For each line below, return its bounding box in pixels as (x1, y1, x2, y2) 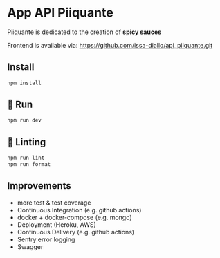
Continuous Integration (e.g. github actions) (17, 205, 142, 214)
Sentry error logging (17, 235, 75, 243)
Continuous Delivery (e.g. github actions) (17, 228, 135, 236)
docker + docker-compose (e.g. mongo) (17, 213, 133, 221)
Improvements (7, 180, 71, 192)
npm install (7, 80, 42, 86)
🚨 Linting (7, 136, 46, 148)
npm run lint (7, 154, 45, 162)
